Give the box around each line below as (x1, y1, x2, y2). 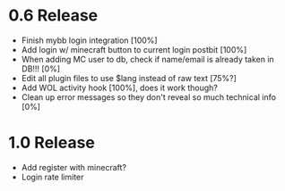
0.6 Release (8, 5, 99, 26)
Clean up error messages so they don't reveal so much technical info (21, 91, 277, 103)
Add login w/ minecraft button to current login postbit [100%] (21, 44, 247, 54)
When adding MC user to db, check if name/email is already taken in (21, 54, 274, 64)
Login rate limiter (21, 171, 84, 182)
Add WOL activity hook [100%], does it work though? (21, 82, 219, 93)
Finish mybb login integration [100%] (21, 35, 158, 46)
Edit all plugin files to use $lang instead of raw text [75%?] (21, 72, 237, 83)
